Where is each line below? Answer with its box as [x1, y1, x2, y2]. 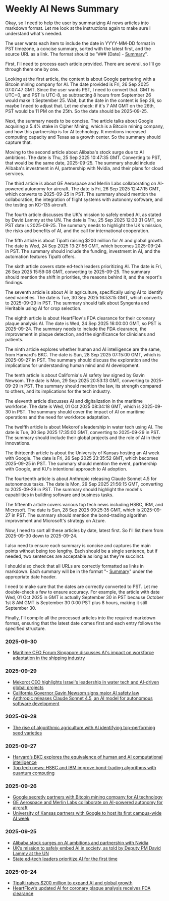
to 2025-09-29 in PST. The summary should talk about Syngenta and [5, 300, 149, 306]
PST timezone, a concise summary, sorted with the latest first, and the [5, 45, 151, 51]
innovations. [5, 440, 31, 446]
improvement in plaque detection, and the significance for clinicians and [5, 331, 155, 337]
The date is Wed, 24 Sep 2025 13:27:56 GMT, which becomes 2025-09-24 [5, 243, 161, 249]
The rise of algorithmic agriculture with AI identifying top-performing [12, 724, 155, 730]
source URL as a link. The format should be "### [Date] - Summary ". [5, 51, 148, 57]
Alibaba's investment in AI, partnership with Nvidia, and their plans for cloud [5, 165, 163, 171]
